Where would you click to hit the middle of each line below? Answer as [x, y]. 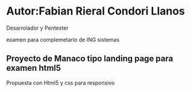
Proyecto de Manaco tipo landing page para [90, 59]
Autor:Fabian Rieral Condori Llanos [96, 11]
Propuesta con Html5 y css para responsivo [61, 82]
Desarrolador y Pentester [37, 28]
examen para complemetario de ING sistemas [63, 39]
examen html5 [34, 68]
